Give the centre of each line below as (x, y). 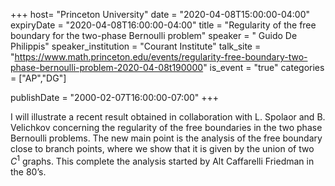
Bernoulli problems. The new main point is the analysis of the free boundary (166, 138)
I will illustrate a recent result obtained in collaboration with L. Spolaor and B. (168, 117)
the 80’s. (28, 171)
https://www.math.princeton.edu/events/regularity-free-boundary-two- (161, 57)
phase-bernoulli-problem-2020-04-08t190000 (107, 67)
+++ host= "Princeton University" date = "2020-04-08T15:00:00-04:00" (160, 14)
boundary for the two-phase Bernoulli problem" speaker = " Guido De (154, 35)
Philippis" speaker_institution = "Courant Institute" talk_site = (136, 46)
